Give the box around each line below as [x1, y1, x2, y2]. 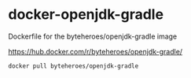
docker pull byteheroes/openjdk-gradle [8, 61, 139, 70]
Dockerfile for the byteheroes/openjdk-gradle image [8, 32, 178, 41]
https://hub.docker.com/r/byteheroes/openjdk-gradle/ [8, 46, 183, 56]
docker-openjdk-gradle [8, 6, 163, 24]
